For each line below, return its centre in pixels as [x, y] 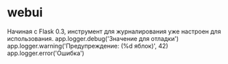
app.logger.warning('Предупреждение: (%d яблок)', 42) [88, 46]
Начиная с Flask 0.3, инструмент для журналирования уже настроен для [114, 31]
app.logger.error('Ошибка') [46, 53]
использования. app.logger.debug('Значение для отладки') [93, 38]
